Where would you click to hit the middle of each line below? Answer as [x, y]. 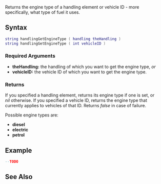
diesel [19, 125]
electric [20, 130]
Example [19, 150]
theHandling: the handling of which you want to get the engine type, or [84, 67]
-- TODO [12, 161]
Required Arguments [30, 56]
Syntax [16, 28]
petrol [18, 135]
